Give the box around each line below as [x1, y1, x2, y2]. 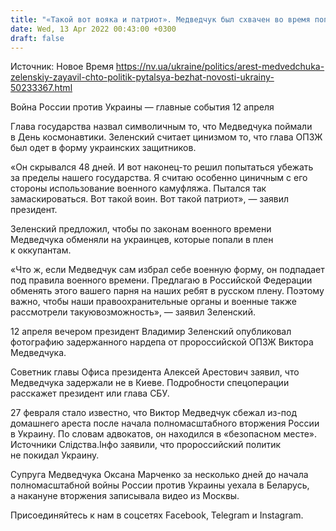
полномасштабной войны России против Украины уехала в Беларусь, [10, 479, 310, 491]
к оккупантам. [10, 244, 72, 256]
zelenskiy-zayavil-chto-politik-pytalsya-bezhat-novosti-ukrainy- [10, 71, 275, 83]
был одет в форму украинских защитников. [10, 142, 197, 154]
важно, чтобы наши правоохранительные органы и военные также [10, 296, 297, 308]
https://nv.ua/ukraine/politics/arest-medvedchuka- [115, 61, 325, 73]
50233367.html [10, 82, 73, 94]
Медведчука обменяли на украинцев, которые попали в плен [10, 234, 274, 246]
